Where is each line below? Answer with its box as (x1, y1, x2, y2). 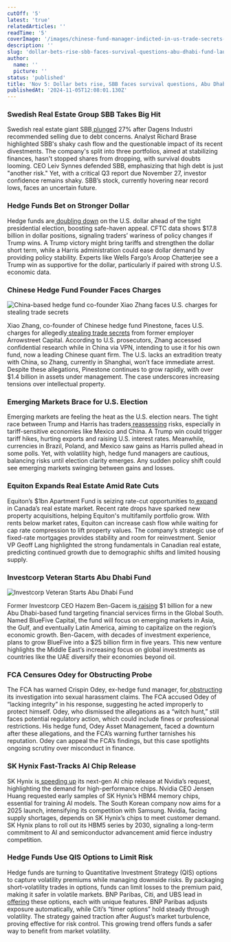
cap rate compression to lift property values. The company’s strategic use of (7, 526, 224, 534)
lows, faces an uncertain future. (7, 184, 98, 192)
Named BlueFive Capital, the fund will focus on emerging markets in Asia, (7, 616, 215, 624)
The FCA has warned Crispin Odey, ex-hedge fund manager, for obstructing (7, 686, 223, 694)
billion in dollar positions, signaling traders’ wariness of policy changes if (7, 231, 213, 240)
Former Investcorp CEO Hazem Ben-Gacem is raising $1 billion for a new (7, 601, 213, 609)
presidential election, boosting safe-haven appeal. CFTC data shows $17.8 (7, 224, 217, 232)
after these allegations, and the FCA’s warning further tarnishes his (7, 729, 196, 737)
